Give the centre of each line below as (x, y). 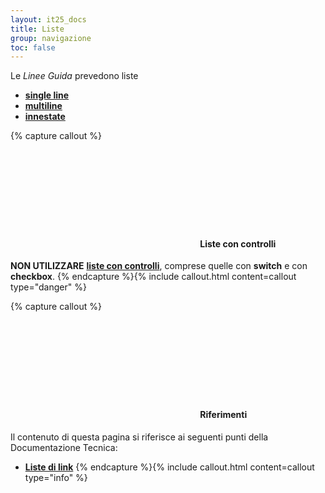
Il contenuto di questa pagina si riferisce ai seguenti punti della (139, 437)
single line (47, 95)
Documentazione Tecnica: (64, 447)
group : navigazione (51, 38)
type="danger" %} (48, 287)
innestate (45, 117)
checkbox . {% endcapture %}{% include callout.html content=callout (153, 277)
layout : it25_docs (48, 19)
